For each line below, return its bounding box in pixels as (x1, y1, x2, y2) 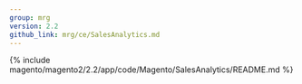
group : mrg (9, 13, 51, 23)
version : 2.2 (9, 22, 59, 31)
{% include (9, 55, 51, 66)
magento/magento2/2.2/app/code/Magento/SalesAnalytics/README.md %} (9, 64, 294, 75)
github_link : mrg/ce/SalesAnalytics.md (9, 30, 161, 39)
